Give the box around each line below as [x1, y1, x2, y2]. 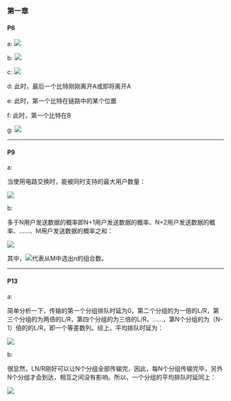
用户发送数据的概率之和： [41, 227, 113, 235]
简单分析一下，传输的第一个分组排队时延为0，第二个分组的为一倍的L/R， [7, 306, 213, 314]
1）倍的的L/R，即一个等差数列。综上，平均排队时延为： [7, 323, 164, 332]
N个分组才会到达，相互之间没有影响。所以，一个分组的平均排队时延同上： [7, 373, 217, 381]
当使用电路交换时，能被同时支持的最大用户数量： [7, 177, 146, 186]
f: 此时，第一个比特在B [7, 111, 71, 119]
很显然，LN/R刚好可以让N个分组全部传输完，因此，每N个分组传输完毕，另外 [7, 364, 223, 372]
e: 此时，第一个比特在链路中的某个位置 [7, 97, 117, 105]
